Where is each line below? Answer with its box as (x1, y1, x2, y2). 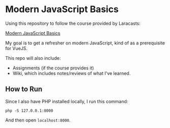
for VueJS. (5, 45, 28, 51)
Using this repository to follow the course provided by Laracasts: (5, 20, 141, 26)
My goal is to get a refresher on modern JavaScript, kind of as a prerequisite (5, 39, 165, 46)
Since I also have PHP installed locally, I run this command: (5, 98, 128, 104)
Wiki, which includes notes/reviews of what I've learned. (12, 70, 131, 76)
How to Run (5, 85, 43, 94)
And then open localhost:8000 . (5, 117, 71, 123)
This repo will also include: (5, 55, 61, 61)
